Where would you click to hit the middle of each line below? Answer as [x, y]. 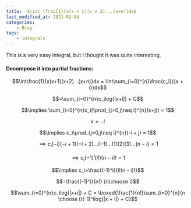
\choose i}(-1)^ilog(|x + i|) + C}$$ [98, 199]
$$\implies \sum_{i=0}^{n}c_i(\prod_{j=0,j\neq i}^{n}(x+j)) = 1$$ [98, 110]
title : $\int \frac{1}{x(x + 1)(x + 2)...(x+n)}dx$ [71, 11]
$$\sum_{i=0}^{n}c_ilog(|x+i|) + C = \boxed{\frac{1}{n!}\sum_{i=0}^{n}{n [98, 193]
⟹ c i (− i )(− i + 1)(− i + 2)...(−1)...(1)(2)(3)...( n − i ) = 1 [98, 144]
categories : [20, 22]
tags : [13, 33]
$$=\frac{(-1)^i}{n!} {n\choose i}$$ [98, 182]
